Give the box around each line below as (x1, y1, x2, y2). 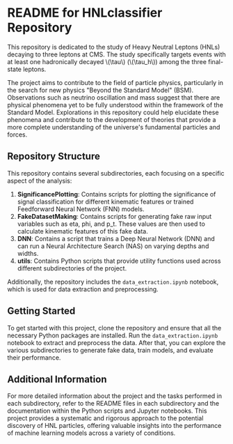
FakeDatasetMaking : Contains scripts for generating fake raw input (17, 212, 212, 220)
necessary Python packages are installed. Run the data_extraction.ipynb (7, 331, 218, 339)
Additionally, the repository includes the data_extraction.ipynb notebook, (7, 277, 219, 286)
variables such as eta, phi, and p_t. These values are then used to (17, 220, 205, 228)
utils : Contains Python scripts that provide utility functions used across (17, 257, 221, 265)
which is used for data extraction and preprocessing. (7, 284, 159, 293)
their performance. (7, 353, 61, 362)
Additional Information (7, 373, 107, 385)
